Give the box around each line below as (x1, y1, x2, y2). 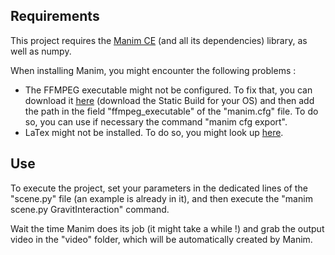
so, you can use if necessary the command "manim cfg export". (24, 115, 288, 128)
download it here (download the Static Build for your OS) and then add (24, 94, 315, 106)
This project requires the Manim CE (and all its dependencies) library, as (10, 34, 308, 46)
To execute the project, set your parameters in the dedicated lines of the (10, 182, 308, 194)
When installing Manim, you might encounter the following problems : (10, 64, 297, 76)
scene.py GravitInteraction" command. (10, 203, 170, 215)
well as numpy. (10, 45, 72, 57)
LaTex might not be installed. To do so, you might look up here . (24, 126, 284, 138)
